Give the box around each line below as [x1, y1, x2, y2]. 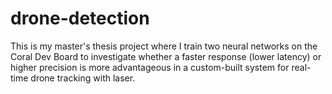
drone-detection [10, 7, 150, 30]
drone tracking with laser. [30, 72, 136, 84]
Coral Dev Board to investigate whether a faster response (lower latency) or [10, 50, 322, 62]
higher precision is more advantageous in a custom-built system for [10, 61, 290, 73]
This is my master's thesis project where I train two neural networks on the [10, 40, 318, 52]
